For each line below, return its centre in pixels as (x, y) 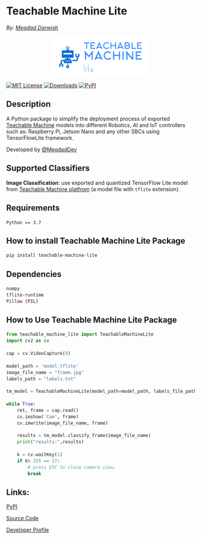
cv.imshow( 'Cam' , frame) (48, 417)
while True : (21, 404)
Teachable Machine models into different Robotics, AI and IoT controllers (96, 125)
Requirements (33, 208)
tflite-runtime (25, 295)
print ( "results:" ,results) (51, 442)
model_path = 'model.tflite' (42, 366)
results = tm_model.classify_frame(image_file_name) (84, 436)
